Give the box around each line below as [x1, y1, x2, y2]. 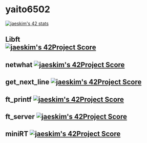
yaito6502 [5, 4, 50, 15]
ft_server [5, 112, 35, 121]
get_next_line [5, 78, 50, 87]
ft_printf [5, 95, 32, 104]
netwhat [5, 60, 33, 69]
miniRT [5, 130, 29, 138]
